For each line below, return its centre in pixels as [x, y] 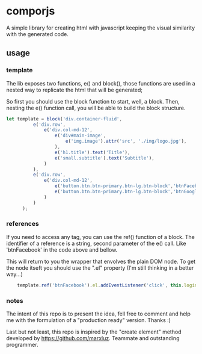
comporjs [31, 11]
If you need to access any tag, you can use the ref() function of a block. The [101, 237]
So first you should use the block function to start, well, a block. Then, [93, 101]
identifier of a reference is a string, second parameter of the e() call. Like [96, 243]
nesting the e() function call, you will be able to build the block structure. [96, 108]
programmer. [22, 344]
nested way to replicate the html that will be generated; [75, 90]
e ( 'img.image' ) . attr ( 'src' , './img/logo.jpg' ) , [126, 141]
